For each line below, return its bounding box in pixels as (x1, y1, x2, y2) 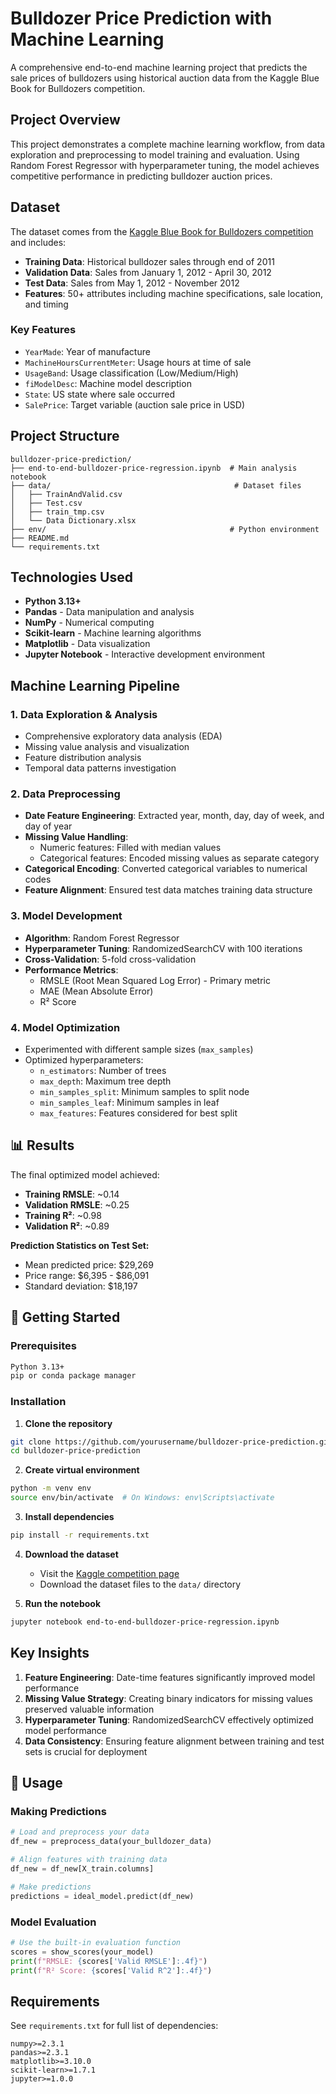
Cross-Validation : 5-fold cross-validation (24, 953, 197, 965)
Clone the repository (24, 1417, 113, 1429)
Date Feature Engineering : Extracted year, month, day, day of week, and (24, 810, 325, 822)
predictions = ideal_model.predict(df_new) (10, 1891, 195, 1901)
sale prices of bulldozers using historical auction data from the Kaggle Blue (10, 72, 320, 84)
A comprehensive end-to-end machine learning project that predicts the (10, 61, 308, 73)
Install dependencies (24, 1511, 115, 1523)
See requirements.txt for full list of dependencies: (10, 2020, 219, 2032)
